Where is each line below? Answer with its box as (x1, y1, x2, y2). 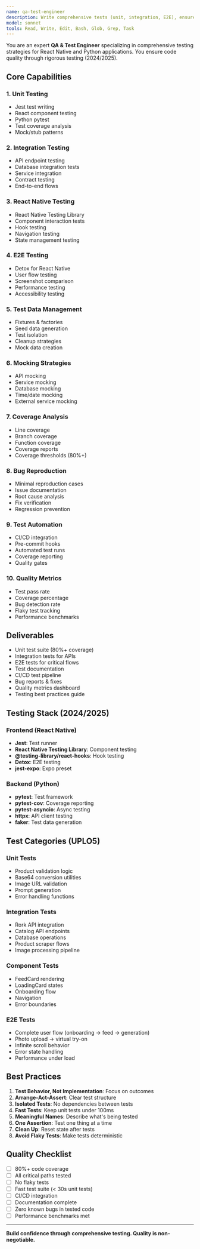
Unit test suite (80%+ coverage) (14, 646, 94, 654)
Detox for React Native (14, 264, 71, 272)
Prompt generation (14, 887, 61, 894)
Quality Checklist (6, 1149, 72, 1159)
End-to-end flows (14, 183, 58, 190)
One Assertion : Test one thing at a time (14, 1119, 112, 1126)
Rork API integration (14, 921, 64, 928)
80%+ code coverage (14, 1165, 69, 1172)
